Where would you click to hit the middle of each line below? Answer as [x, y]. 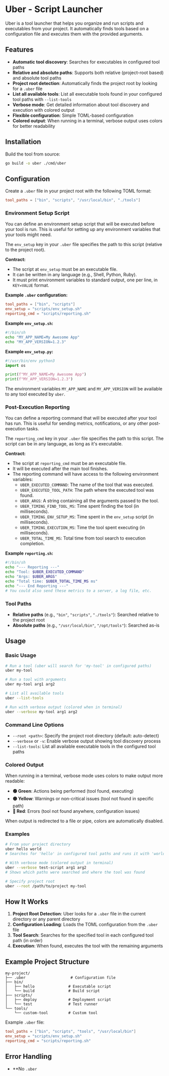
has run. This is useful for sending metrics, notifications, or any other [77, 423]
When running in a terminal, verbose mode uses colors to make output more [84, 776]
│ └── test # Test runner [52, 1004]
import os [16, 365]
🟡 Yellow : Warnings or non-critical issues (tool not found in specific [83, 799]
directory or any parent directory [46, 919]
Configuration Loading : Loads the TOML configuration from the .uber [85, 925]
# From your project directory [38, 844]
